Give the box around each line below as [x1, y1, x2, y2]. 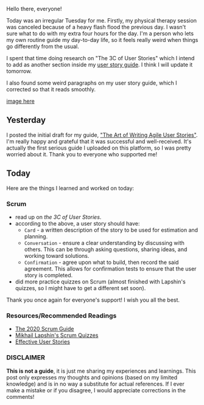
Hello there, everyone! [6, 5, 62, 12]
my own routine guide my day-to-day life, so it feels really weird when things [6, 36, 199, 43]
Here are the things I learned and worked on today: [6, 184, 135, 192]
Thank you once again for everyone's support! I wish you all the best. [6, 296, 180, 303]
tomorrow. [6, 67, 32, 75]
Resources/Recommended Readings [6, 311, 117, 320]
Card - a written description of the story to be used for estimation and [24, 226, 199, 234]
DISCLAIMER [6, 353, 46, 362]
